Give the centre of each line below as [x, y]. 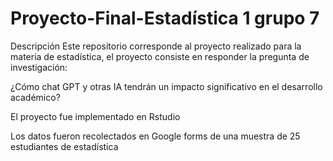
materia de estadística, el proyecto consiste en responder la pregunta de [160, 56]
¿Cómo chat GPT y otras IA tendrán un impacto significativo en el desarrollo [166, 86]
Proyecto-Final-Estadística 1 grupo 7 [165, 18]
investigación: [39, 67]
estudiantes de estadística [64, 146]
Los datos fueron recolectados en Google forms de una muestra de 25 [155, 136]
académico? [35, 97]
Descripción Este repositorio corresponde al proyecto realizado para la [156, 46]
